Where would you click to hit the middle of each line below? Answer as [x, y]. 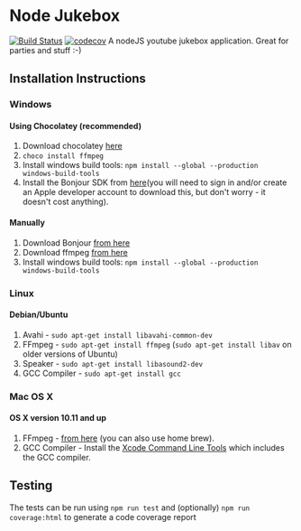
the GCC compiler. [57, 457]
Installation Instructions [78, 79]
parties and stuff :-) [46, 50]
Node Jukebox [65, 16]
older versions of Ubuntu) [70, 354]
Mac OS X [32, 396]
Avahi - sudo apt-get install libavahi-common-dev [118, 334]
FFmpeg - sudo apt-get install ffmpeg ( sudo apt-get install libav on [157, 344]
